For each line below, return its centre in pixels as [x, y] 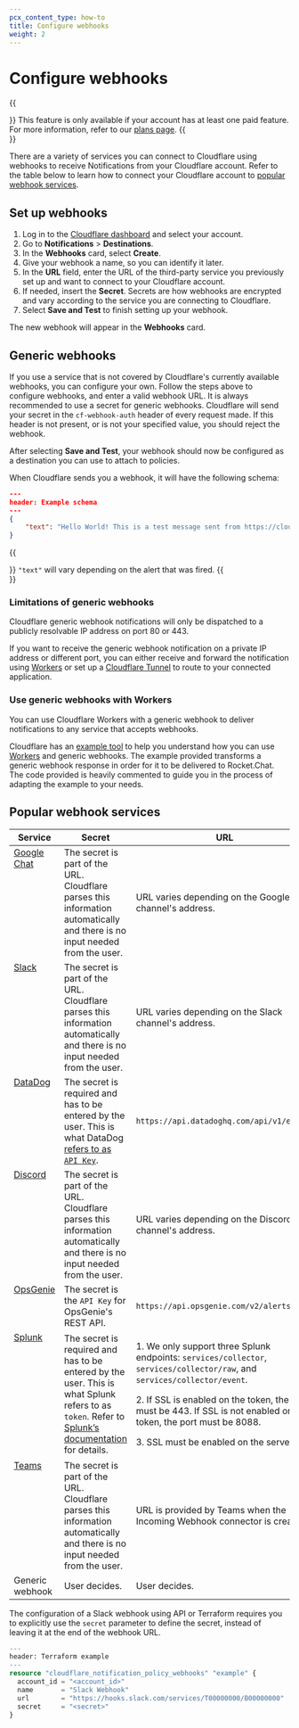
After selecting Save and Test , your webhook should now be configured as [147, 450]
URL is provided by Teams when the [211, 1510]
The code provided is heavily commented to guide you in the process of [141, 774]
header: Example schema [53, 502]
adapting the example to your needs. [77, 784]
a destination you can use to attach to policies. [95, 460]
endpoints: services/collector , [201, 1357]
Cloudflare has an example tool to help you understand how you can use [142, 746]
